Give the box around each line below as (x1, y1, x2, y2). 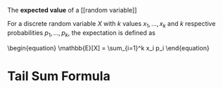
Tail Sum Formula (7, 68, 110, 84)
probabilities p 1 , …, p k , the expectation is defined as (7, 28, 156, 38)
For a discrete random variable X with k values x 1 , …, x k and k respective (7, 20, 216, 29)
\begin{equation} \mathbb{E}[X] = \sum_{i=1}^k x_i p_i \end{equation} (7, 43, 210, 52)
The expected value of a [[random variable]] (7, 6, 137, 14)
